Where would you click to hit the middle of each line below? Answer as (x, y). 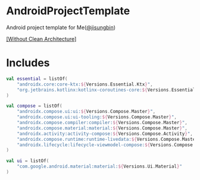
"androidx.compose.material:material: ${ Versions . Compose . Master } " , (102, 128)
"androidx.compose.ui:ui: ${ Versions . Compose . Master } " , (86, 112)
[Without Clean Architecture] (41, 39)
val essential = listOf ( (37, 78)
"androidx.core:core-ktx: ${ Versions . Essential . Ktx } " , (85, 84)
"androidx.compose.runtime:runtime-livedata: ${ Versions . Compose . (100, 139)
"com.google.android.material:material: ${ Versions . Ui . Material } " (100, 167)
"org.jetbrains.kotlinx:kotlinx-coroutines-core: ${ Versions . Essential (106, 90)
